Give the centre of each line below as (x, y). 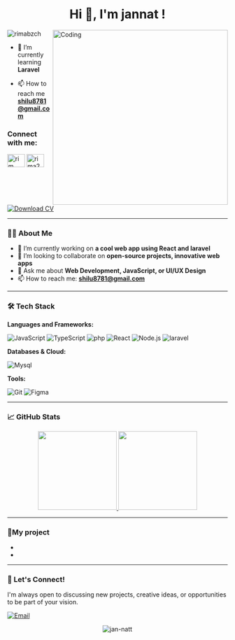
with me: (22, 143)
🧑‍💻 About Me (30, 233)
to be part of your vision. (43, 602)
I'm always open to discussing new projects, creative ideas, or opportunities (117, 595)
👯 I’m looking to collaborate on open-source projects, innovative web (119, 256)
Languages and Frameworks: (51, 324)
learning (29, 62)
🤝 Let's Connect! (36, 580)
